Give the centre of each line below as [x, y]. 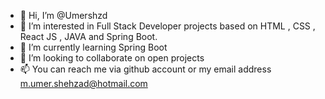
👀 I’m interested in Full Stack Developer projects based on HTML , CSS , [167, 26]
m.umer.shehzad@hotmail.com [83, 83]
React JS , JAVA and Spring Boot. [88, 36]
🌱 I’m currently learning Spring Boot [93, 47]
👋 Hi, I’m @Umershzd [63, 15]
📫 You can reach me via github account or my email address [145, 69]
